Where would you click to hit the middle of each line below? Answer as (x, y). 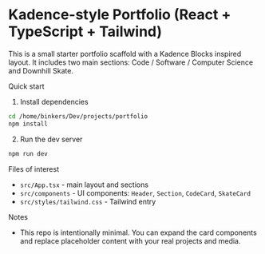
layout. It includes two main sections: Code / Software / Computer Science (131, 62)
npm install (28, 124)
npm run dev (28, 153)
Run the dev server (51, 139)
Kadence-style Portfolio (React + (120, 15)
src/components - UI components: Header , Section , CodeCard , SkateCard (135, 192)
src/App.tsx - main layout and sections (84, 185)
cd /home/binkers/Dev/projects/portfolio (78, 116)
